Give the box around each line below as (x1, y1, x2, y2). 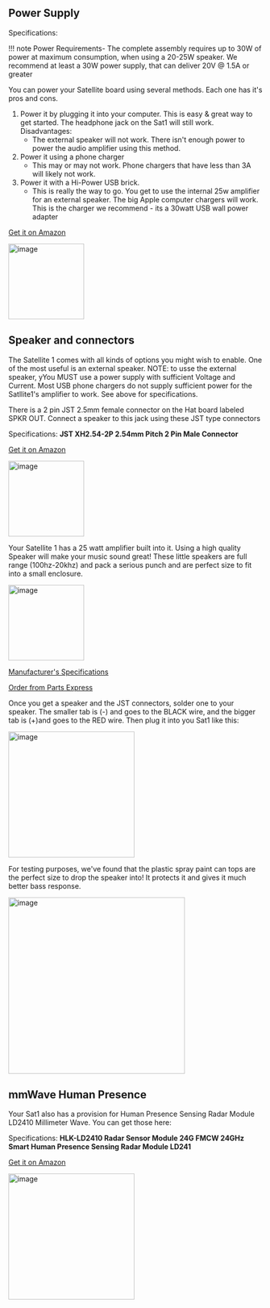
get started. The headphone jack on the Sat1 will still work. (19, 117, 214, 127)
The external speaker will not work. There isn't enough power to (31, 135, 246, 144)
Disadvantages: (19, 126, 73, 135)
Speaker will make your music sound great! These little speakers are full (8, 552, 247, 561)
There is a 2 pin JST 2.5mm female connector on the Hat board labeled (8, 405, 244, 414)
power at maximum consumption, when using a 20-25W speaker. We (8, 52, 238, 61)
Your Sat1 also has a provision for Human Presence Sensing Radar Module (8, 1109, 255, 1119)
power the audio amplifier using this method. (31, 143, 181, 152)
